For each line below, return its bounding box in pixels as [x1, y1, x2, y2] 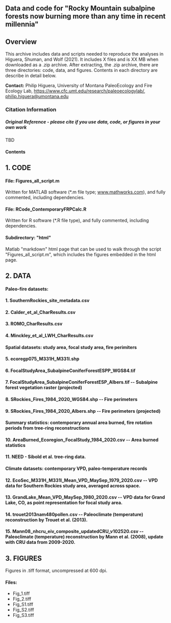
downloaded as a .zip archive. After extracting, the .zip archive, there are [5, 62, 159, 68]
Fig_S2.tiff [12, 607, 34, 613]
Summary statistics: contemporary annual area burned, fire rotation [5, 419, 153, 426]
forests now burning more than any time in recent [5, 12, 166, 21]
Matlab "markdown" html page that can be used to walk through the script [5, 246, 162, 252]
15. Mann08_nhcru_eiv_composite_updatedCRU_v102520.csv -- [5, 528, 144, 535]
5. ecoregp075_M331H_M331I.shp [5, 356, 80, 362]
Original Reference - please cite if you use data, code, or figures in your [5, 118, 161, 124]
